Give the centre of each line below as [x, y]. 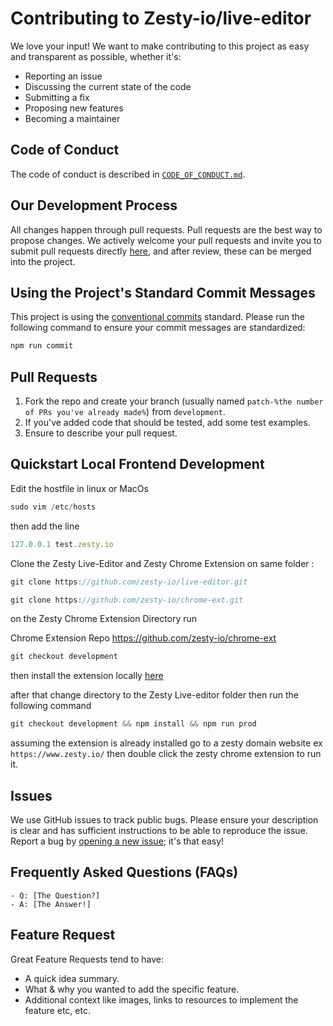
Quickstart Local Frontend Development [137, 464]
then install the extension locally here [87, 676]
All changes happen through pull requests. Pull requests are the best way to [166, 229]
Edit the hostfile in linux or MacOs [79, 488]
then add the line [45, 526]
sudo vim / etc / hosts [53, 507]
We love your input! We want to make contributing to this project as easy [160, 46]
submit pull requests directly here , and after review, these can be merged [161, 251]
